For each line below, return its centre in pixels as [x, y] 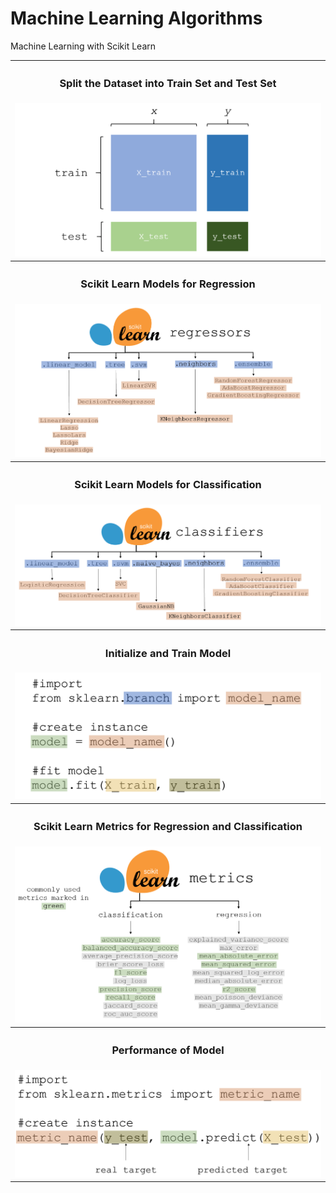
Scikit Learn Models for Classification [168, 485]
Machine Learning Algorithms [136, 18]
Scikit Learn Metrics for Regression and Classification [168, 826]
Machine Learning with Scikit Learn [83, 46]
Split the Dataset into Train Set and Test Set [168, 84]
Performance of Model [168, 1050]
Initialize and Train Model [168, 653]
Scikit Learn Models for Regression [168, 284]
